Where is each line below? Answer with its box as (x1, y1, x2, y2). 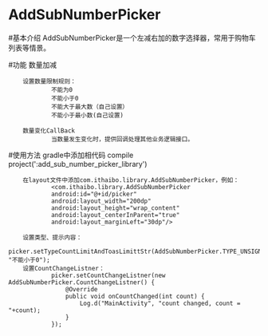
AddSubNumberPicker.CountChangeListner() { (8, 278, 156, 287)
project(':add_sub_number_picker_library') (8, 159, 148, 168)
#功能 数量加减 (8, 60, 57, 69)
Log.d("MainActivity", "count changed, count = (79, 299, 241, 307)
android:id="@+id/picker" (50, 190, 137, 198)
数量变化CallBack (22, 126, 76, 135)
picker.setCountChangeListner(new (50, 271, 166, 279)
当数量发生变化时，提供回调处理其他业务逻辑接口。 (50, 135, 194, 143)
